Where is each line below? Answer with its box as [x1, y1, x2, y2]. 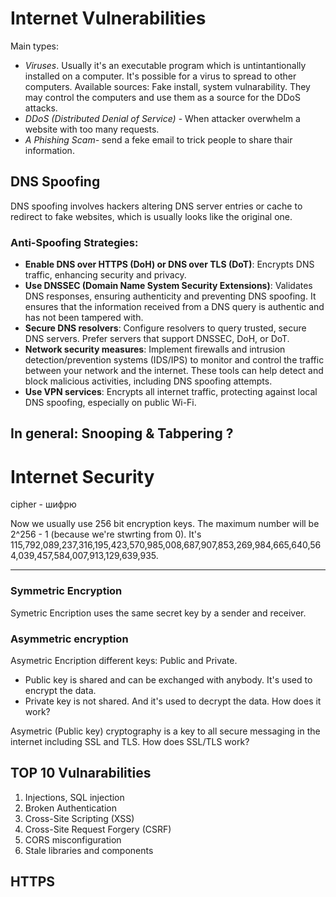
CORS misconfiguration [24, 833, 122, 846]
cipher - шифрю [10, 498, 77, 511]
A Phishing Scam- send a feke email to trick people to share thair [24, 133, 293, 146]
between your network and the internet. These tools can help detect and [24, 365, 324, 377]
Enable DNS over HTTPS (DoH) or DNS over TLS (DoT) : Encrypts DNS [24, 258, 315, 271]
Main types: [10, 40, 59, 52]
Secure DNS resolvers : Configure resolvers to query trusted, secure [24, 322, 307, 334]
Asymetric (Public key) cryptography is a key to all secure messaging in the [10, 725, 321, 737]
